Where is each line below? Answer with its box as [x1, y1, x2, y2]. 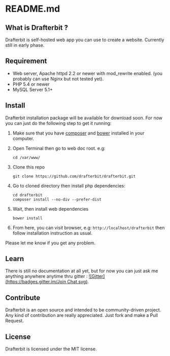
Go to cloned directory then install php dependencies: [12, 182, 125, 188]
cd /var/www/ [12, 155, 41, 160]
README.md [5, 3, 60, 15]
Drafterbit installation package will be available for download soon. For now [5, 115, 163, 121]
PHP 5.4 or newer [12, 81, 50, 87]
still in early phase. [5, 42, 45, 48]
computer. [12, 135, 35, 141]
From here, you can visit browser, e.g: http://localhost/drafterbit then [12, 224, 165, 231]
